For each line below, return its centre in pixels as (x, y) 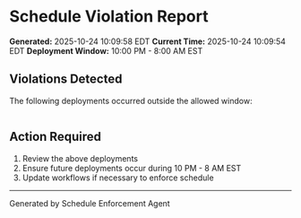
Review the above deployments (80, 158)
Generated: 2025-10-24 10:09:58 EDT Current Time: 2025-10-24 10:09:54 (148, 41)
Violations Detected (66, 79)
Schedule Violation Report (109, 17)
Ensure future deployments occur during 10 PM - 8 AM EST (132, 168)
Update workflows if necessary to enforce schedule (118, 178)
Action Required (55, 137)
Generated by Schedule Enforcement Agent (90, 203)
